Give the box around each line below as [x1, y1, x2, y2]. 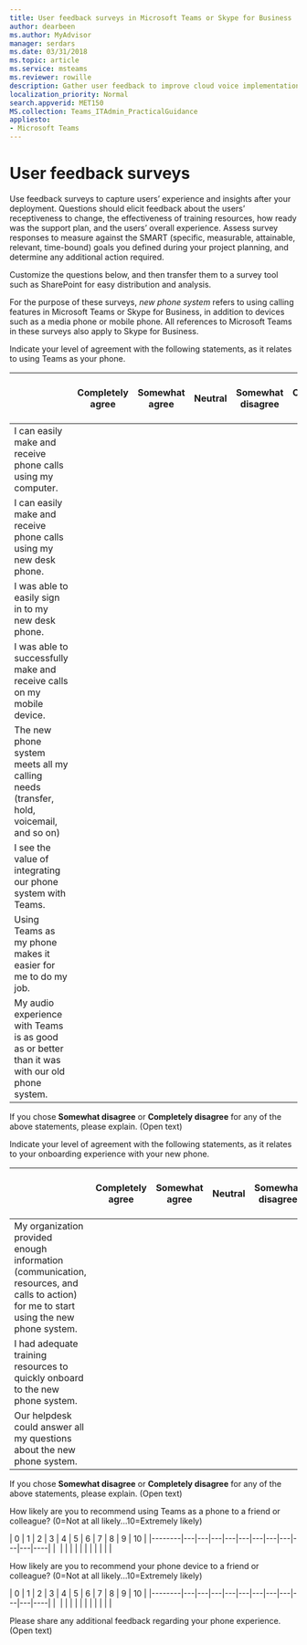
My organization [14, 1219, 84, 1232]
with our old [14, 1065, 66, 1078]
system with [14, 887, 67, 900]
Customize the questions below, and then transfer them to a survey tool [9, 269, 279, 279]
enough [14, 1242, 48, 1255]
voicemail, [14, 815, 58, 828]
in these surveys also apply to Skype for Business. [9, 325, 199, 336]
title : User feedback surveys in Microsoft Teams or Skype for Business [9, 13, 292, 23]
